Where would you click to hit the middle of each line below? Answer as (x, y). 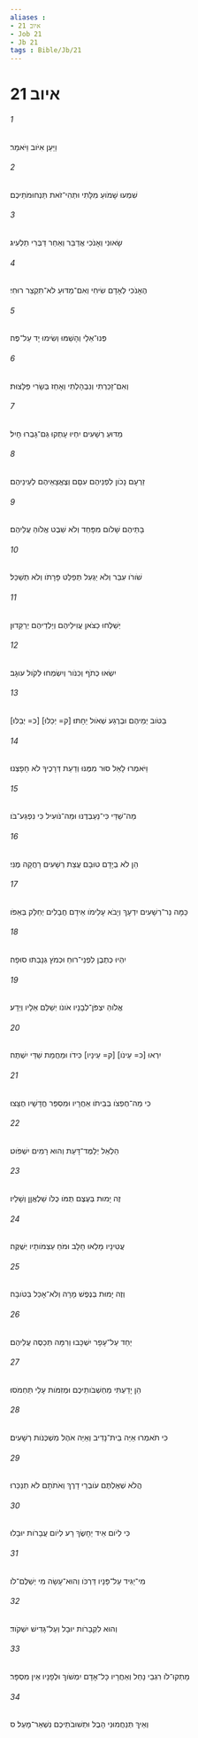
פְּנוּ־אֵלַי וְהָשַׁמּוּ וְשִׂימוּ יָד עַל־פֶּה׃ (58, 338)
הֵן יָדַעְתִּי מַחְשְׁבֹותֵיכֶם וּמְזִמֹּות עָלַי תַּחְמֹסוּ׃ (76, 1389)
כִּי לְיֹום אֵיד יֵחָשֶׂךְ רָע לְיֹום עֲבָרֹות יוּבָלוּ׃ (70, 1533)
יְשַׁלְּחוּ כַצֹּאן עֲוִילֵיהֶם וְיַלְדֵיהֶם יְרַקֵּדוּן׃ (66, 625)
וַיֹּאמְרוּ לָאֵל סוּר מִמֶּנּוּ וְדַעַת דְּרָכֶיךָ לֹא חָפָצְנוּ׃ (79, 768)
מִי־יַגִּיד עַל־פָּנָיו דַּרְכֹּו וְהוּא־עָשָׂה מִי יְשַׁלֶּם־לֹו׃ (78, 1581)
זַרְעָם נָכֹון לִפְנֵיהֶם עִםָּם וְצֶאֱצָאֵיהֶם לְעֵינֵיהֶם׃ (77, 481)
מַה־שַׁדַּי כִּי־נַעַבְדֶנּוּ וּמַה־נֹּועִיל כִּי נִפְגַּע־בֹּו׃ (73, 816)
